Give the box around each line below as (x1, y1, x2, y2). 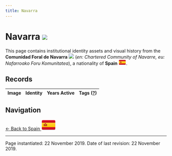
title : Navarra (5, 8, 38, 13)
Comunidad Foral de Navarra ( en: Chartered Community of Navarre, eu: (5, 54, 165, 60)
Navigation (5, 106, 41, 114)
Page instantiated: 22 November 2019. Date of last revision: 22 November (5, 140, 160, 146)
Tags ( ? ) (79, 90, 97, 96)
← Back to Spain (5, 125, 40, 132)
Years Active (47, 90, 75, 96)
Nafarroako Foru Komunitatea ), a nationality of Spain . (5, 60, 128, 66)
